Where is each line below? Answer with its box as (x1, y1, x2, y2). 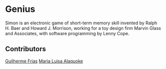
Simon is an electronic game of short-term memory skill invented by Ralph (5, 20, 158, 26)
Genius (5, 3, 35, 15)
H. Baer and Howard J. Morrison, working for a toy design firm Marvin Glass (5, 25, 161, 31)
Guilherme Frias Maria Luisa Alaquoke (5, 58, 83, 64)
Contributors (5, 45, 46, 53)
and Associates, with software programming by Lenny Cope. (5, 30, 130, 36)
